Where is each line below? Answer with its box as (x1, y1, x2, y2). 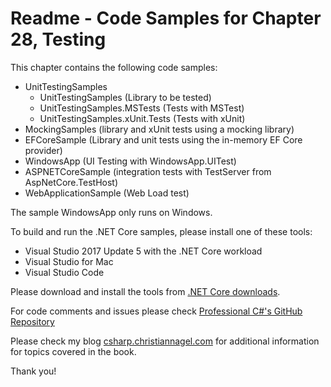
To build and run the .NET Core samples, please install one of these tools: (10, 225, 313, 237)
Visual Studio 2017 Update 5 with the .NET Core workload (24, 245, 263, 257)
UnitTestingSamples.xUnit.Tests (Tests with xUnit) (39, 112, 246, 124)
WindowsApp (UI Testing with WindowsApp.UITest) (24, 155, 237, 167)
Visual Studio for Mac (24, 255, 114, 267)
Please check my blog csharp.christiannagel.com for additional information (10, 335, 320, 347)
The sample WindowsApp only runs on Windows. (10, 206, 213, 218)
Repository (10, 315, 55, 327)
